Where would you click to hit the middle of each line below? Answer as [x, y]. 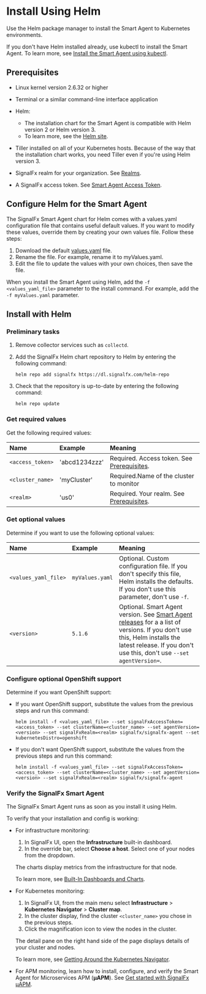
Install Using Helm [54, 11]
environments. [25, 34]
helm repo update [37, 404]
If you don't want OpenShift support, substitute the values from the [100, 750]
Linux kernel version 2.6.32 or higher [62, 87]
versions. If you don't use [155, 629]
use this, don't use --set [154, 653]
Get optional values [36, 519]
